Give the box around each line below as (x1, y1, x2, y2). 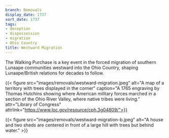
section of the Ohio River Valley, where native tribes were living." (5, 96, 141, 102)
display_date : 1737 (5, 12, 47, 17)
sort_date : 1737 (5, 17, 40, 22)
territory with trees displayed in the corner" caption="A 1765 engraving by (5, 85, 160, 91)
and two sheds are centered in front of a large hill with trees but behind (5, 122, 154, 128)
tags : (5, 21, 17, 27)
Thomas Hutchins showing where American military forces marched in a (5, 90, 156, 96)
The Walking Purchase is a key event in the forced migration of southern (5, 59, 156, 65)
